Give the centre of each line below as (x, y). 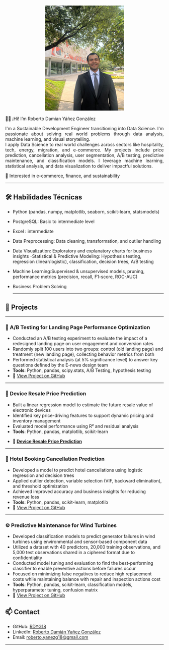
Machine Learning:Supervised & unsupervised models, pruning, (78, 272)
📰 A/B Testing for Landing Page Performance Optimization (78, 327)
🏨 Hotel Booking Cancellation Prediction (55, 459)
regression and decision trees (43, 475)
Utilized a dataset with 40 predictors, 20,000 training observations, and (87, 547)
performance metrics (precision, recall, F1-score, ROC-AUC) (75, 277)
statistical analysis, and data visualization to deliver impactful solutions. (79, 166)
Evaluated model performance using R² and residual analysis (75, 426)
